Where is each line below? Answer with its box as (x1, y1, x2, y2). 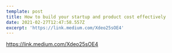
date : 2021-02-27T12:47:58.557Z (6, 19, 85, 25)
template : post (6, 8, 43, 15)
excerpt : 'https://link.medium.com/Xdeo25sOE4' (6, 24, 125, 31)
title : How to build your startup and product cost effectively (6, 14, 166, 20)
